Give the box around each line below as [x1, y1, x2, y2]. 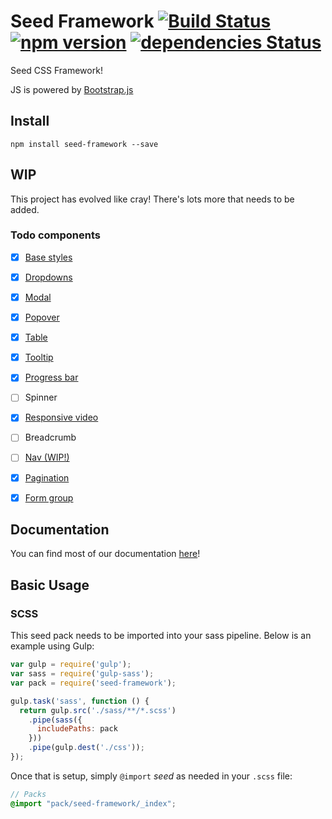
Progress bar [24, 371, 79, 384]
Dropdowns [24, 271, 73, 283]
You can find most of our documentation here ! [10, 548, 201, 560]
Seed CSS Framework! [10, 64, 103, 76]
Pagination [24, 471, 70, 484]
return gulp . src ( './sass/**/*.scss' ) [19, 705, 177, 715]
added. [10, 203, 40, 215]
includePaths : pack [36, 724, 118, 734]
